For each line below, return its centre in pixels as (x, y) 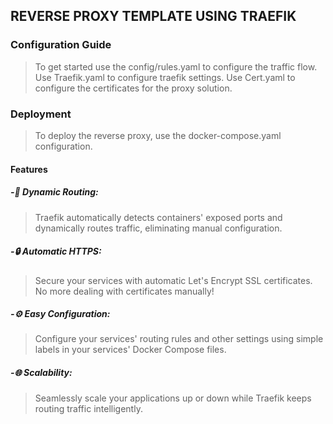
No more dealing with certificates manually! (124, 291)
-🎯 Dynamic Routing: (54, 192)
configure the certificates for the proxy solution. (133, 88)
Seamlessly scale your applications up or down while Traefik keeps (173, 398)
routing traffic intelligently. (88, 409)
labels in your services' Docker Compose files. (130, 350)
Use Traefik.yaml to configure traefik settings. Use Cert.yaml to (165, 77)
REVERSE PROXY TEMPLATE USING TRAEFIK (153, 16)
